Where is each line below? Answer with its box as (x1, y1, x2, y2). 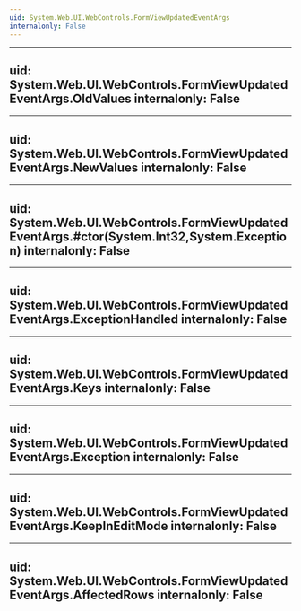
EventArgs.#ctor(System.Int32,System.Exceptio (9, 229, 287, 244)
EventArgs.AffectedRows (9, 587, 155, 602)
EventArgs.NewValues (9, 160, 139, 175)
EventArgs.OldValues (9, 91, 132, 106)
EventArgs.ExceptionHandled (9, 311, 179, 327)
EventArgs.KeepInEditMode (9, 518, 168, 534)
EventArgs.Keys (9, 380, 102, 396)
